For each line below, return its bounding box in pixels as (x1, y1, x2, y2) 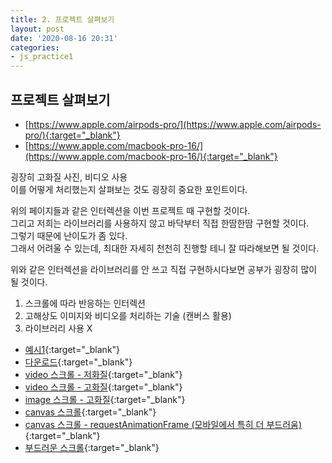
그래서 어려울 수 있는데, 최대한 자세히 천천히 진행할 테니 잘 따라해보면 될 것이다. (10, 242, 320, 254)
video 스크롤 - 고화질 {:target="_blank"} (24, 381, 183, 393)
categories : (10, 42, 60, 53)
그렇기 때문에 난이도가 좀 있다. (10, 229, 128, 241)
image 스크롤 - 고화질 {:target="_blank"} (24, 393, 186, 405)
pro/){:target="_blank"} (24, 129, 121, 141)
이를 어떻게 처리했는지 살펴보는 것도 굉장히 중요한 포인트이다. (10, 183, 248, 195)
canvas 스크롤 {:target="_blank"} (24, 406, 157, 418)
